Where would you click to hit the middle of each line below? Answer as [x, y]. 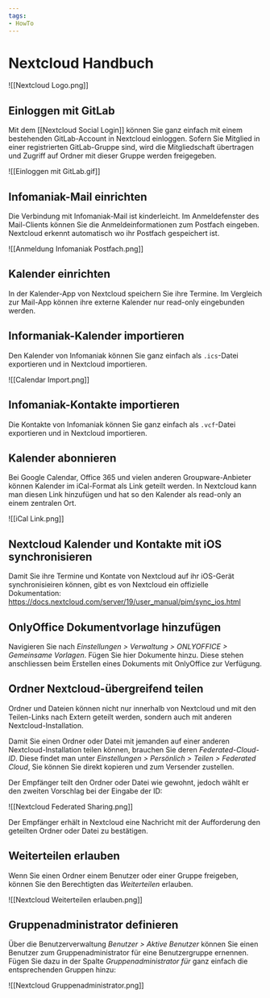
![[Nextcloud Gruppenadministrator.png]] [76, 986]
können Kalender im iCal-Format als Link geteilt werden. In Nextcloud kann [133, 486]
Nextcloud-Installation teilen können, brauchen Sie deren [103, 749]
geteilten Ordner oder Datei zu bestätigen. [78, 830]
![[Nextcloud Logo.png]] [48, 85]
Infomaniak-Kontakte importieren [94, 405]
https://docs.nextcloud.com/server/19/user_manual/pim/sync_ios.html [125, 602]
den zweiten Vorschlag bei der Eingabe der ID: [85, 791]
